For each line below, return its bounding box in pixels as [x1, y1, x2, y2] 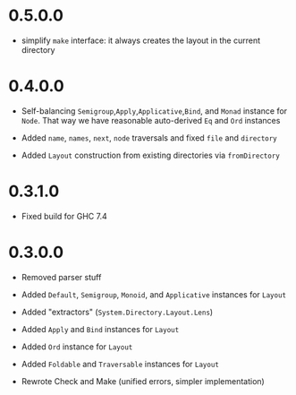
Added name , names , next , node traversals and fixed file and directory [21, 132, 278, 143]
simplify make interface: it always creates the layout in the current [21, 35, 261, 46]
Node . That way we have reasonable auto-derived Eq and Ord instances [21, 115, 281, 125]
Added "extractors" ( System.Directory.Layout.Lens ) [21, 306, 214, 317]
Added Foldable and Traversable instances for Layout [21, 358, 220, 369]
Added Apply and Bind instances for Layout [21, 323, 180, 334]
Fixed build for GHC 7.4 [21, 210, 108, 221]
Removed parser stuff [21, 271, 102, 282]
